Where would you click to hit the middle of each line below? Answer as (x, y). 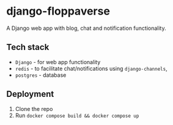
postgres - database (41, 75)
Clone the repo (34, 109)
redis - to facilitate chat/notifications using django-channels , (91, 68)
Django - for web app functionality (58, 62)
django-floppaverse (58, 11)
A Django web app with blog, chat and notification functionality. (86, 28)
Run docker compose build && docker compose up (77, 115)
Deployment (30, 94)
